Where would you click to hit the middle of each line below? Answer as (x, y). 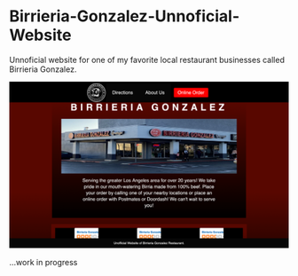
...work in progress (43, 262)
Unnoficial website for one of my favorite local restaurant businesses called (147, 59)
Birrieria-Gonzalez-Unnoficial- (125, 16)
